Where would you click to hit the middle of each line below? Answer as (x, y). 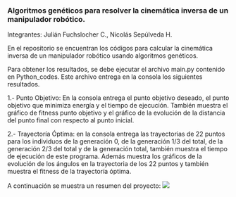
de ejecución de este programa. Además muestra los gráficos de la (105, 156)
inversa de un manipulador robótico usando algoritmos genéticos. (103, 56)
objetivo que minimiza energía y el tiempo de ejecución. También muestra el (118, 106)
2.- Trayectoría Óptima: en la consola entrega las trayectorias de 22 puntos (116, 134)
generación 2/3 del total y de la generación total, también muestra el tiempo (117, 149)
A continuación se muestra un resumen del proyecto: (84, 186)
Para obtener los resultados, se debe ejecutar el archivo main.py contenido (116, 70)
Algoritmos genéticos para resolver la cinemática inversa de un (118, 11)
